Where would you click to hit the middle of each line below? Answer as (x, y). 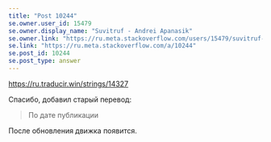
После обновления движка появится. (73, 131)
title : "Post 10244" (43, 16)
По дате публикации (63, 115)
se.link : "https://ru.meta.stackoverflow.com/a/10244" (102, 46)
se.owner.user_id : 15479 (50, 23)
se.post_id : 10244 (39, 53)
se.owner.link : (34, 38)
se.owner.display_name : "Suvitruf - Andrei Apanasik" (101, 31)
